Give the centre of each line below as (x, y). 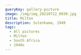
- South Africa (25, 41)
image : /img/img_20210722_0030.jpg (41, 14)
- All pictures (25, 32)
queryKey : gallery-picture (32, 9)
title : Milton (19, 18)
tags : (10, 27)
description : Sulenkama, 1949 (35, 23)
